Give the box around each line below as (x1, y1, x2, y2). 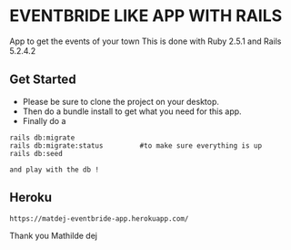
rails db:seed (9, 149, 64, 158)
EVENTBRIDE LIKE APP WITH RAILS (9, 5, 283, 26)
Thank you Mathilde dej (9, 230, 98, 241)
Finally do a (22, 115, 66, 126)
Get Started (9, 72, 76, 88)
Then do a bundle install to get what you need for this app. (22, 106, 243, 117)
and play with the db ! (9, 165, 100, 174)
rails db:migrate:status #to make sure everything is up (9, 141, 262, 151)
